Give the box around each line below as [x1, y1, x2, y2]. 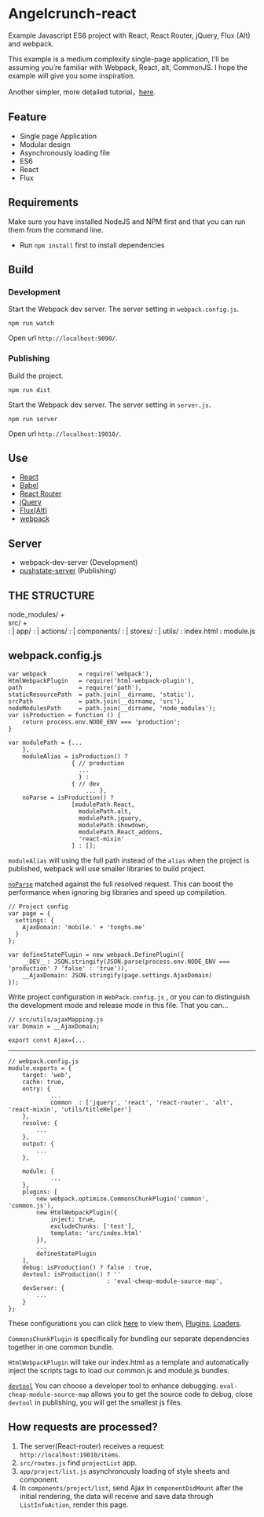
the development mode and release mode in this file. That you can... [8, 1000, 229, 1010]
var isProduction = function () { [8, 711, 122, 719]
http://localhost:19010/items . [19, 1449, 121, 1459]
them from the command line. [8, 225, 104, 234]
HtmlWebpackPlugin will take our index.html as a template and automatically [8, 1357, 249, 1367]
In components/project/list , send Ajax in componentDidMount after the [19, 1482, 244, 1493]
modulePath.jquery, [78, 814, 143, 822]
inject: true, [49, 1215, 97, 1223]
